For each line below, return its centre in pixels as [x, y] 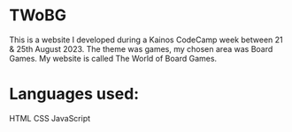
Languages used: [74, 94]
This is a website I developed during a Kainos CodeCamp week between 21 [146, 40]
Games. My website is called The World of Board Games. [113, 58]
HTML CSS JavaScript [50, 118]
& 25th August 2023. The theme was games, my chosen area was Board [141, 48]
